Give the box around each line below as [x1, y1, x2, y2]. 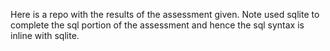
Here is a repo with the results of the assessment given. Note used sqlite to [10, 9, 320, 20]
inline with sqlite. [10, 30, 80, 41]
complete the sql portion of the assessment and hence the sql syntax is [10, 19, 305, 31]
